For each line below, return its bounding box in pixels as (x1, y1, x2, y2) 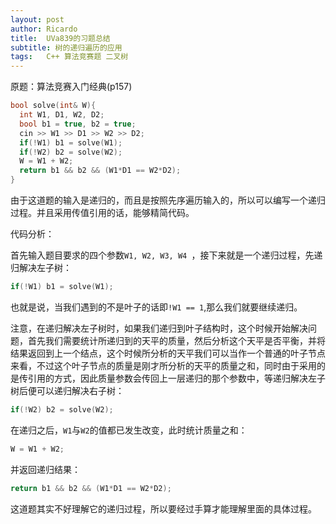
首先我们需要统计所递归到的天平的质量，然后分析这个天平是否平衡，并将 (27, 334, 326, 346)
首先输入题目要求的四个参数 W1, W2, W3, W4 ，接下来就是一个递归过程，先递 (10, 249, 323, 261)
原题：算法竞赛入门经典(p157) (10, 81, 133, 93)
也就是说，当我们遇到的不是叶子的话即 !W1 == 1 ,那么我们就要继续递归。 (10, 301, 303, 313)
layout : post (10, 14, 65, 25)
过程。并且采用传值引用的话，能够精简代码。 (10, 207, 195, 218)
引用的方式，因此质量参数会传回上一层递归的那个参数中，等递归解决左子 (27, 372, 326, 384)
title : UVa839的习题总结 (10, 33, 111, 43)
